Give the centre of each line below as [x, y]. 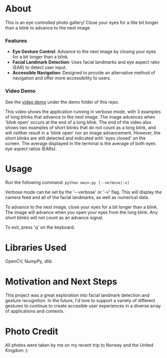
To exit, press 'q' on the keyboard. [40, 227]
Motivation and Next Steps [61, 281]
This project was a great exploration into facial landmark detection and [78, 295]
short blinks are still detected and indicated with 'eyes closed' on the [75, 138]
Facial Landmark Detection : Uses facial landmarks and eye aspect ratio [86, 62]
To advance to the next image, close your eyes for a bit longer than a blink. [82, 207]
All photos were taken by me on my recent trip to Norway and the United [79, 345]
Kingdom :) [17, 351]
